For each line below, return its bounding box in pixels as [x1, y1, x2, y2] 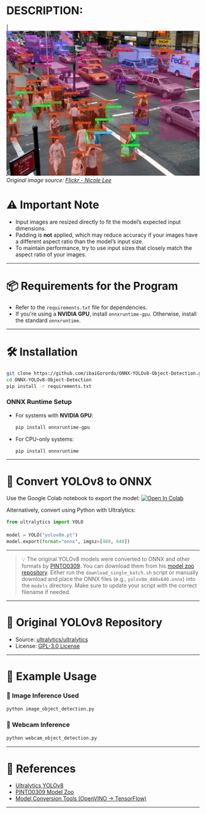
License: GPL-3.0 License [15, 642, 80, 650]
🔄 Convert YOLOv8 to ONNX [6, 474, 152, 488]
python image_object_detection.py [6, 706, 95, 712]
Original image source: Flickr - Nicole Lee [6, 176, 112, 184]
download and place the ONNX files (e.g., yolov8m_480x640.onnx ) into [21, 575, 196, 582]
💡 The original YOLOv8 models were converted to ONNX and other [21, 555, 190, 563]
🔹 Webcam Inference [6, 721, 71, 729]
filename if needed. [21, 588, 71, 595]
